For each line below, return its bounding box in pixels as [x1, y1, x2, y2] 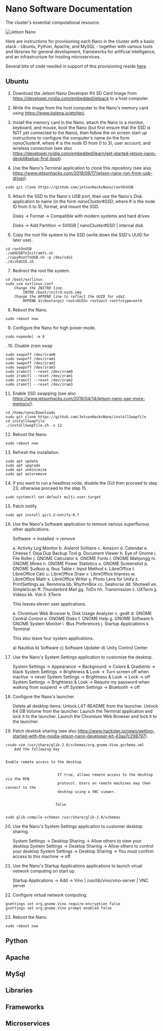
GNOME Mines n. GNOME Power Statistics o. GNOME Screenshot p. [12, 560, 148, 566]
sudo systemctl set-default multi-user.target [5, 494, 101, 499]
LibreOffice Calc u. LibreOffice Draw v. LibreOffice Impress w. [12, 571, 136, 577]
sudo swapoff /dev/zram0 [5, 352, 56, 357]
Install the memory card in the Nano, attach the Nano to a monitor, [12, 119, 145, 125]
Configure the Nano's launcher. [12, 694, 75, 699]
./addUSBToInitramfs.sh [5, 250, 54, 256]
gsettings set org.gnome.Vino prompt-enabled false [5, 906, 112, 910]
